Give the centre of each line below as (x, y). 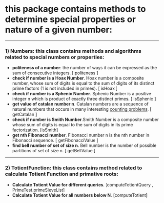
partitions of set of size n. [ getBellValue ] (54, 151)
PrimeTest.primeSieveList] (38, 190)
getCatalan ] (25, 114)
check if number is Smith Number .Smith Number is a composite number (85, 120)
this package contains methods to (76, 9)
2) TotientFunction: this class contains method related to (74, 168)
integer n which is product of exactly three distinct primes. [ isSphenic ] (84, 99)
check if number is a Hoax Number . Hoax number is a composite (78, 78)
